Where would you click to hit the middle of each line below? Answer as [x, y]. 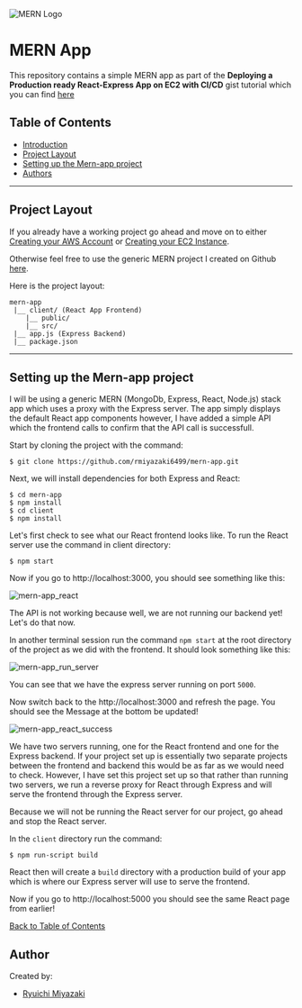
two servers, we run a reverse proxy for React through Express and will [141, 785]
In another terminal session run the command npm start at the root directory [151, 640]
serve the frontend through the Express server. [96, 795]
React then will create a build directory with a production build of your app [147, 872]
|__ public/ [48, 318]
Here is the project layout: [57, 286]
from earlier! [32, 909]
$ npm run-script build [54, 856]
